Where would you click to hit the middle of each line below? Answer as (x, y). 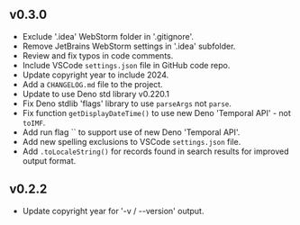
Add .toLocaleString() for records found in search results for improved (156, 151)
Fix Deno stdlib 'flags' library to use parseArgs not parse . (127, 103)
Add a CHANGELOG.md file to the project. (93, 84)
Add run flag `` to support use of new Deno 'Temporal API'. (131, 132)
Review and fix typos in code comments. (98, 55)
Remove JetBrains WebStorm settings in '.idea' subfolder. (129, 46)
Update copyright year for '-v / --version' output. (113, 211)
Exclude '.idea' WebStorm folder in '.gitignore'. (108, 36)
